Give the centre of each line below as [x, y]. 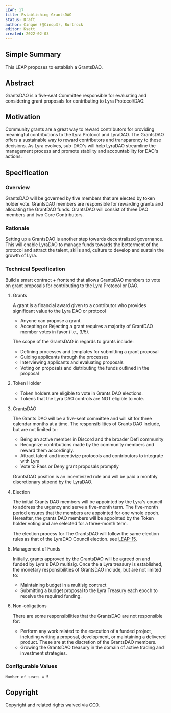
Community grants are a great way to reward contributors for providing [80, 129]
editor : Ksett [20, 29]
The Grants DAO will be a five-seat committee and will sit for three [82, 418]
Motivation [23, 117]
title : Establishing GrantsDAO [39, 15]
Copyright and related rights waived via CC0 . [53, 705]
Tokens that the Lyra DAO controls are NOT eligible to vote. [82, 398]
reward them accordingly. [47, 450]
